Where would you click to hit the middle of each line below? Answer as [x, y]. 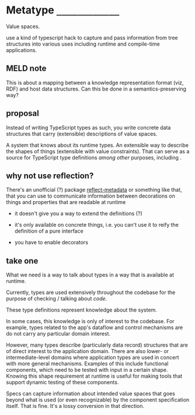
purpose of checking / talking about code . [57, 299]
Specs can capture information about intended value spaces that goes [90, 394]
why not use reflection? [50, 176]
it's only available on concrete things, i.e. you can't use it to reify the [97, 225]
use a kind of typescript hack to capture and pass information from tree [92, 37]
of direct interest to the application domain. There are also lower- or [88, 351]
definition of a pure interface [49, 231]
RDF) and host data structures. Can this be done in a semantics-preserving [96, 89]
